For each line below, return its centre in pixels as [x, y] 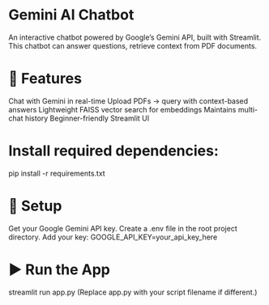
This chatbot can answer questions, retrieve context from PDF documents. [133, 45]
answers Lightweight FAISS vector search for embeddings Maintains [122, 109]
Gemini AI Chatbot [71, 15]
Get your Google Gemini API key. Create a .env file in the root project [123, 228]
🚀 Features [45, 79]
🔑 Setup [35, 206]
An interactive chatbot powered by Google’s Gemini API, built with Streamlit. [135, 37]
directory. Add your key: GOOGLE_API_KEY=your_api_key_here [113, 237]
